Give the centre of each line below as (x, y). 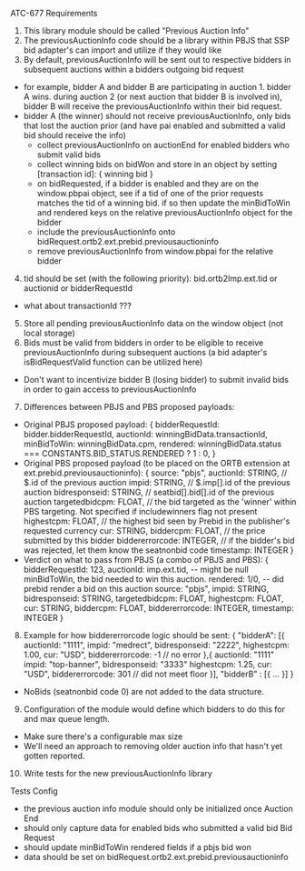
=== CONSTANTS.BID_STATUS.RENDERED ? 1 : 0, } (119, 453)
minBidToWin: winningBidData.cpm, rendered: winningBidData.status (152, 444)
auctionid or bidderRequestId (78, 288)
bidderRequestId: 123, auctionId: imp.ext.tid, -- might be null (136, 569)
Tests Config (34, 791)
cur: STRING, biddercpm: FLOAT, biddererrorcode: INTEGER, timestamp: (158, 608)
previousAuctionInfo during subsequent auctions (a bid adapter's (145, 352)
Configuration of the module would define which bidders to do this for (154, 709)
